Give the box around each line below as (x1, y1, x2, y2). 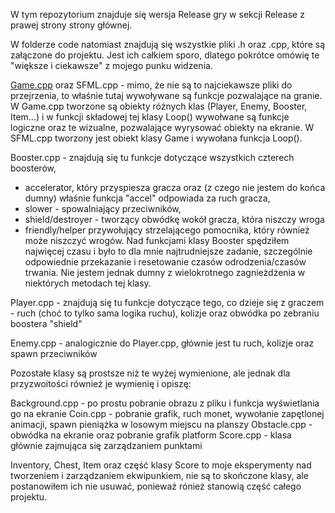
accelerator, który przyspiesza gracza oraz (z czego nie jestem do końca (24, 182, 326, 193)
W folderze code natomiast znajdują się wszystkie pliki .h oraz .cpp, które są (10, 39, 326, 50)
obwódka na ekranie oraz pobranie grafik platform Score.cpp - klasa (10, 429, 292, 441)
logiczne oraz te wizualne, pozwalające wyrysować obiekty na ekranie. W (10, 122, 315, 133)
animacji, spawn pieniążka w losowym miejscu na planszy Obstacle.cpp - (10, 419, 313, 430)
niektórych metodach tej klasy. (24, 277, 152, 289)
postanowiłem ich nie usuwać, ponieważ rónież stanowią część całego (10, 480, 302, 492)
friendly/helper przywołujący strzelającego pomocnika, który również (24, 224, 310, 236)
